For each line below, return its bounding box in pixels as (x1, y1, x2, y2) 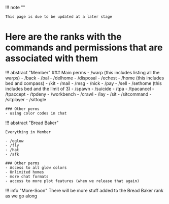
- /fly (5, 142, 19, 148)
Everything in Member (5, 129, 51, 134)
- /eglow (5, 138, 24, 143)
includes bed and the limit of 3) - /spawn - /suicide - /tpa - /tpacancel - (5, 85, 155, 92)
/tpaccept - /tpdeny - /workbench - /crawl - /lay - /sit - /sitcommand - (5, 91, 152, 97)
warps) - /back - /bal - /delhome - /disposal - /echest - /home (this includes (5, 75, 164, 81)
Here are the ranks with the (5, 31, 122, 43)
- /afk (5, 152, 19, 157)
